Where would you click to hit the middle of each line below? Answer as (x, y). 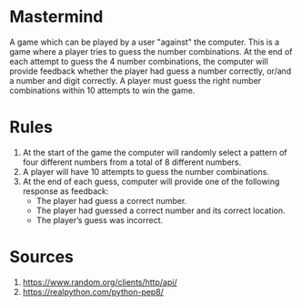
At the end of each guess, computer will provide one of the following (151, 181)
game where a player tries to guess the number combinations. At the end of (151, 51)
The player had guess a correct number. (111, 200)
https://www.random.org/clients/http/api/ (100, 282)
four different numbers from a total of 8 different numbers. (132, 162)
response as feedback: (65, 191)
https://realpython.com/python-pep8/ (93, 291)
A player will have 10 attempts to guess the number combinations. (146, 171)
